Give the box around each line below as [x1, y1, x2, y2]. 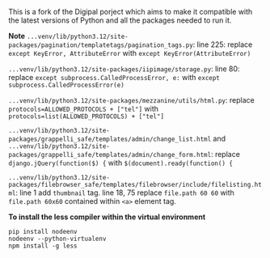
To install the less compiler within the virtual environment [8, 212, 206, 222]
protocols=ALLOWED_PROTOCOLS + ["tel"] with [8, 104, 159, 113]
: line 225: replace [192, 40, 253, 49]
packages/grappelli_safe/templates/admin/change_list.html [8, 135, 212, 143]
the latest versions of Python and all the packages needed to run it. [8, 15, 232, 25]
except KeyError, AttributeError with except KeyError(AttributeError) [8, 49, 251, 57]
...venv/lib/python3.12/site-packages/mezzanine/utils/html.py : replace [8, 95, 255, 104]
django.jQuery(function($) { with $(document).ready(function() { [8, 158, 233, 167]
